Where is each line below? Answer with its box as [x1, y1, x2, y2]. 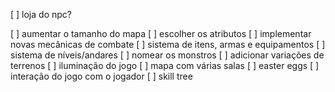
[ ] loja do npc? [10, 9, 72, 20]
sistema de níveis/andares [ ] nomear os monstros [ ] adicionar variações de [10, 49, 325, 61]
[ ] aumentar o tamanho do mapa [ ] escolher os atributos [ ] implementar [10, 28, 312, 39]
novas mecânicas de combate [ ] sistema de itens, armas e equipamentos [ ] [10, 39, 326, 50]
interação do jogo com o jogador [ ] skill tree [10, 70, 193, 82]
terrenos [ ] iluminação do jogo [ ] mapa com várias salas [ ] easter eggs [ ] [10, 60, 320, 71]
